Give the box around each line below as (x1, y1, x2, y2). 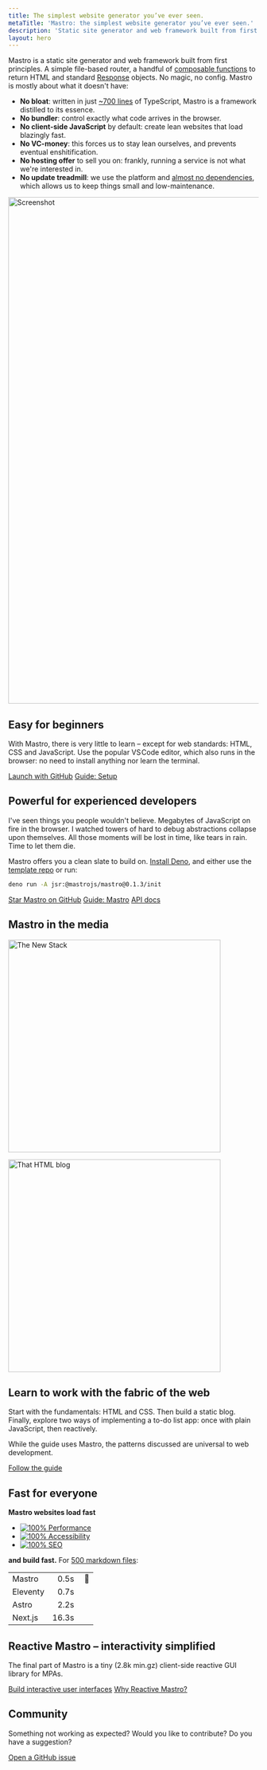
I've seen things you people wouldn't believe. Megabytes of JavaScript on (8, 815, 251, 825)
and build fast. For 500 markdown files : (8, 1556, 139, 1565)
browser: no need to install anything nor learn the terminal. (8, 756, 200, 766)
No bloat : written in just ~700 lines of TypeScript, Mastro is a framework (19, 96, 257, 106)
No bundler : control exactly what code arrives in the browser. (19, 113, 222, 124)
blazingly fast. (19, 131, 66, 140)
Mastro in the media (8, 918, 109, 932)
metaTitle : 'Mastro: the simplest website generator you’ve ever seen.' (8, 19, 254, 27)
